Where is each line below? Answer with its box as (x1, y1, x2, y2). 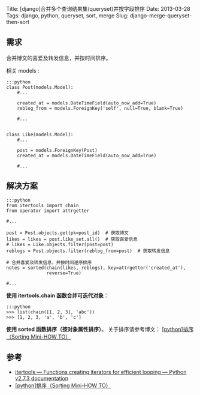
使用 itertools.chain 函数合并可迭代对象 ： (6, 292, 109, 299)
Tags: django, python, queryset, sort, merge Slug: (6, 12, 129, 19)
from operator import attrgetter (6, 208, 90, 214)
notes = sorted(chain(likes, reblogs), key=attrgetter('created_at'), (6, 265, 186, 271)
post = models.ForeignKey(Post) (17, 147, 98, 153)
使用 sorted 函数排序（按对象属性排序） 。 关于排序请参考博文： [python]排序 (6, 325, 194, 333)
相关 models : (6, 67, 40, 74)
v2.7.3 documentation (14, 375, 69, 382)
